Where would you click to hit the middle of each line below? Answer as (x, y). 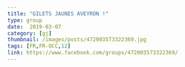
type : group (25, 20)
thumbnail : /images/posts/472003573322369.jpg (77, 40)
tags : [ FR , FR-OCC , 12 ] (39, 46)
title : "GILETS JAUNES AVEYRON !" (58, 14)
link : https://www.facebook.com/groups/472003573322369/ (93, 53)
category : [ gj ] (30, 33)
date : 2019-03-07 (34, 27)
